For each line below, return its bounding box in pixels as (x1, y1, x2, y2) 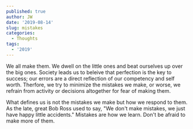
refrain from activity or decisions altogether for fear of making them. (6, 87, 171, 94)
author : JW (6, 14, 33, 20)
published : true (6, 8, 46, 15)
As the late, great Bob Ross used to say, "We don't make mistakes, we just (6, 104, 186, 111)
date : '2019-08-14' (6, 19, 54, 25)
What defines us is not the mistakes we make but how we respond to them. (6, 99, 188, 106)
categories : (6, 30, 35, 36)
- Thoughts (11, 36, 38, 41)
